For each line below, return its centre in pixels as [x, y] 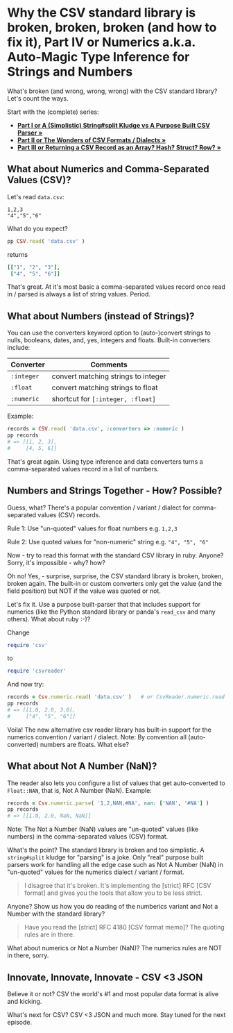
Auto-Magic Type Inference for [98, 57]
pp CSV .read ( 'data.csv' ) [46, 241]
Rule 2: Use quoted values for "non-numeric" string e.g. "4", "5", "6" [108, 541]
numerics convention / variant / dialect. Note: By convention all [97, 737]
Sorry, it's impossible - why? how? [56, 562]
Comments [109, 364]
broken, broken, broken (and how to [112, 27]
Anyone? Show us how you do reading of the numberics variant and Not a [113, 907]
